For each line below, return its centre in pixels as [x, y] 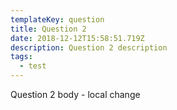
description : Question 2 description [89, 47]
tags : [21, 57]
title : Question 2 [48, 29]
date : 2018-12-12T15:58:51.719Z [77, 38]
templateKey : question [57, 19]
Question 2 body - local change [75, 94]
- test [33, 66]
